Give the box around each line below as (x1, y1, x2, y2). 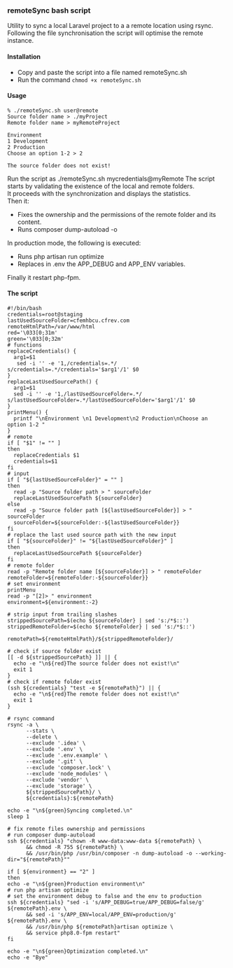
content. (17, 218, 42, 226)
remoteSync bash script (7, 6, 91, 15)
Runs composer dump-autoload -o (17, 225, 118, 233)
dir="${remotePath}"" (7, 856, 71, 863)
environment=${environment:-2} (7, 598, 99, 605)
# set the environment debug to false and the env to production (7, 892, 202, 899)
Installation (7, 52, 41, 61)
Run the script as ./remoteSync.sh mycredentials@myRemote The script (7, 174, 216, 183)
